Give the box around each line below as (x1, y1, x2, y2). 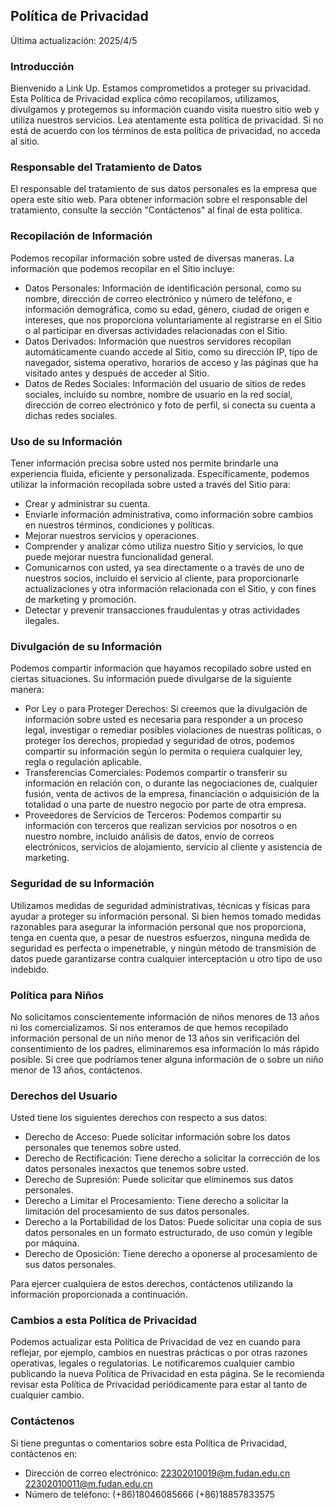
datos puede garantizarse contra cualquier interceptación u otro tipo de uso (10, 952, 323, 964)
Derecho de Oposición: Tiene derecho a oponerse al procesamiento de (24, 1248, 318, 1260)
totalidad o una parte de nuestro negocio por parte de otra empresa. (24, 799, 307, 811)
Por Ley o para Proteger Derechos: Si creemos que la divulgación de (24, 703, 308, 715)
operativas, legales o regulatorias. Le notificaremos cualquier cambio (10, 1357, 295, 1369)
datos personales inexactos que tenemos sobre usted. (24, 1163, 249, 1175)
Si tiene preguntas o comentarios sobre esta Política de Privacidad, (10, 1437, 287, 1449)
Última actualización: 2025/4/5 (10, 34, 138, 46)
